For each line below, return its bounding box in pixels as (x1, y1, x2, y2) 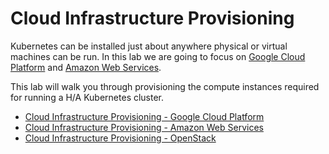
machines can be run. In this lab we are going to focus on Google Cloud (10, 50, 306, 62)
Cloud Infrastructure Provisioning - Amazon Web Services (24, 121, 264, 133)
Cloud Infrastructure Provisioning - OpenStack (24, 132, 217, 144)
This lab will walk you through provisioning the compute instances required (10, 80, 320, 92)
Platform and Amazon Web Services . (10, 61, 162, 73)
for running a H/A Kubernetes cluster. (10, 91, 165, 103)
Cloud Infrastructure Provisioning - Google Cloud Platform (24, 110, 265, 122)
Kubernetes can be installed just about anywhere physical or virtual (10, 40, 288, 52)
